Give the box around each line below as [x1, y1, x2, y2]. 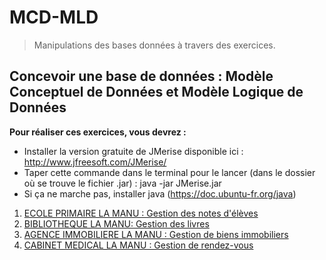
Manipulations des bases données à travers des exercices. [33, 39, 276, 51]
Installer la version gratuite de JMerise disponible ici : [23, 145, 244, 157]
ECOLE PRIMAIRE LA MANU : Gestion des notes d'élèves [23, 207, 259, 219]
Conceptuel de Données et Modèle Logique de [9, 84, 304, 101]
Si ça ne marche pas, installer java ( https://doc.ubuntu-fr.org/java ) [23, 187, 297, 200]
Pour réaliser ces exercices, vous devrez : [9, 126, 187, 138]
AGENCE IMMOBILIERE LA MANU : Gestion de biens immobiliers [23, 228, 289, 240]
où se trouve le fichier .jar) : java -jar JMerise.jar [23, 177, 222, 189]
